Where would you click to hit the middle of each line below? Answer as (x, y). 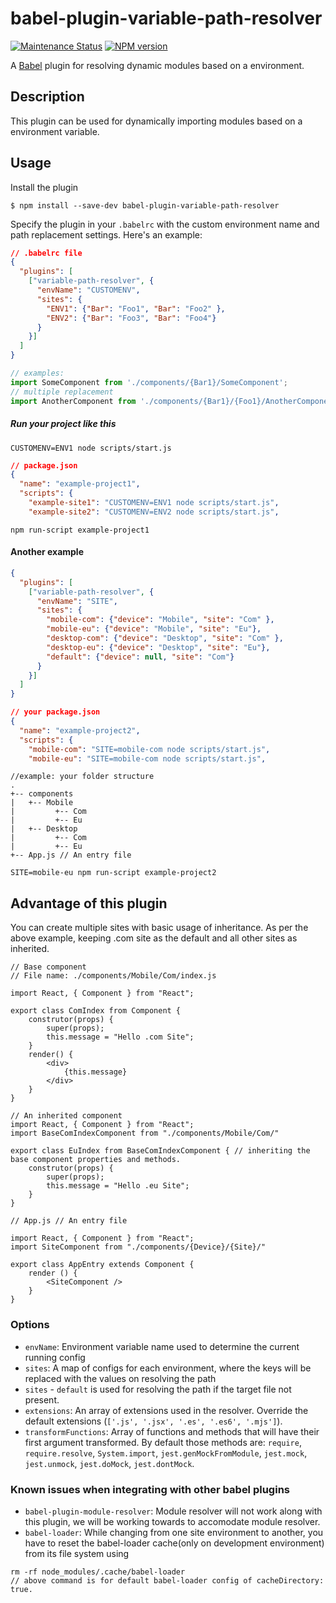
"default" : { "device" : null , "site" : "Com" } (140, 657)
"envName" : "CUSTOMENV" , (88, 290)
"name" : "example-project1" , (80, 484)
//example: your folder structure (82, 777)
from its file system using (77, 1553)
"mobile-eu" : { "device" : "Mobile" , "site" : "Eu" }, (154, 629)
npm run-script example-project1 (80, 530)
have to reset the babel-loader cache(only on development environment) (174, 1543)
